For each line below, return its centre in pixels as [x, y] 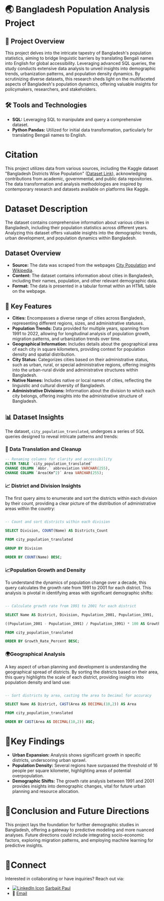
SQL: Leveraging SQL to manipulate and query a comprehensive [77, 119]
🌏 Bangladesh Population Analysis [78, 10]
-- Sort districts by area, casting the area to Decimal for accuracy [78, 695]
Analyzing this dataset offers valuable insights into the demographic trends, [81, 233]
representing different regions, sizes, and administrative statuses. [78, 323]
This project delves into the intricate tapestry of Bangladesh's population [78, 53]
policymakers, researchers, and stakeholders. [51, 89]
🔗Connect [26, 865]
